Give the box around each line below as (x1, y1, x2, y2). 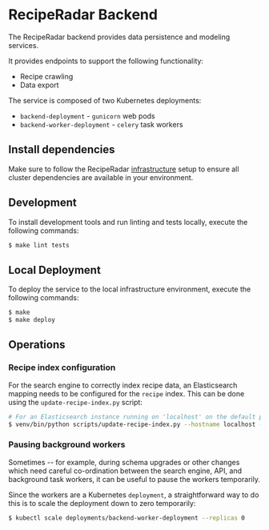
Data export (19, 80, 59, 90)
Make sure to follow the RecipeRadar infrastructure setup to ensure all (8, 164, 239, 174)
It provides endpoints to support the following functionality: (8, 56, 204, 66)
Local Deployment (8, 263, 102, 277)
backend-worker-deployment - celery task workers (19, 119, 183, 129)
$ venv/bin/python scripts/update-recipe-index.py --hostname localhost (8, 420, 256, 428)
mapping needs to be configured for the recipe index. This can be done (8, 388, 245, 398)
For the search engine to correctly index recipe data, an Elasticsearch (8, 380, 238, 390)
